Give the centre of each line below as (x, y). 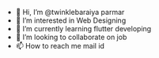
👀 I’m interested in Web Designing (71, 20)
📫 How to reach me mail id (60, 46)
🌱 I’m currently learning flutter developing (83, 29)
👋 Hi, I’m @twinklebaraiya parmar (70, 12)
